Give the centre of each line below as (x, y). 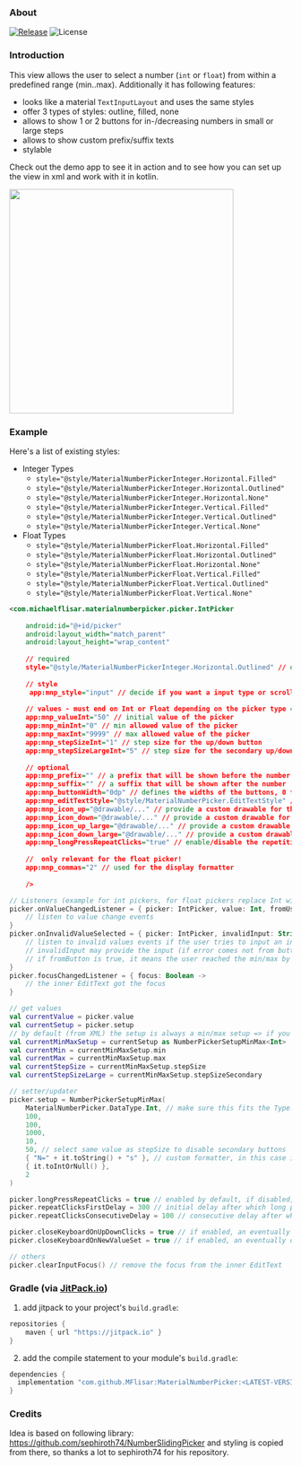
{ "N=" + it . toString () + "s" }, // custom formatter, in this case (156, 1158)
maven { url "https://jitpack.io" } (94, 1332)
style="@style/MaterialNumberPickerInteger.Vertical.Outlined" (156, 517)
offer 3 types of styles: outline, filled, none (100, 111)
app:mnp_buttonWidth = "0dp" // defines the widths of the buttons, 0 (156, 793)
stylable (37, 149)
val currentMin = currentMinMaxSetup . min (88, 1050)
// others (28, 1257)
